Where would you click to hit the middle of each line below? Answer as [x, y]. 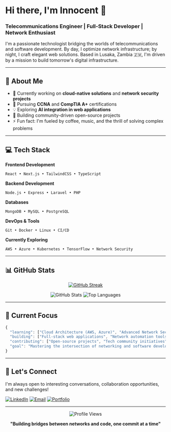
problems [23, 128]
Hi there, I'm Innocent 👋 [56, 10]
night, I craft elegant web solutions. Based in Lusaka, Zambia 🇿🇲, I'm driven [85, 55]
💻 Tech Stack [28, 150]
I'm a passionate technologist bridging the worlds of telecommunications [82, 44]
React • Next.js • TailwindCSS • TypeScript [53, 174]
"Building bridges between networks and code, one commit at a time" [85, 424]
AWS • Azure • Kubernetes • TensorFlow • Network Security [69, 249]
